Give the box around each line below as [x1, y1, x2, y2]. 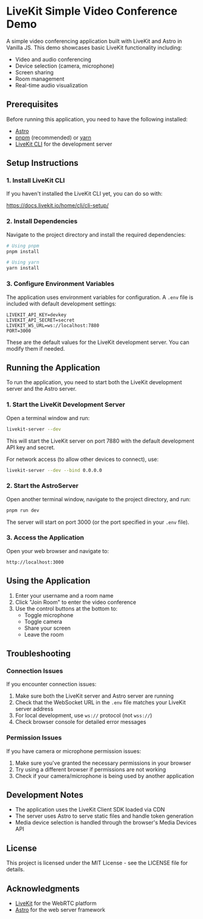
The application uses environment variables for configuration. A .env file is [6, 293, 194, 301]
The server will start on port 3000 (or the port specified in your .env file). [6, 518, 190, 526]
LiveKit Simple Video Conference [6, 4, 178, 18]
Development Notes [6, 790, 84, 800]
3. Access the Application [6, 534, 84, 542]
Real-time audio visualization [15, 81, 88, 89]
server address [15, 706, 54, 713]
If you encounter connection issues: [6, 681, 96, 688]
